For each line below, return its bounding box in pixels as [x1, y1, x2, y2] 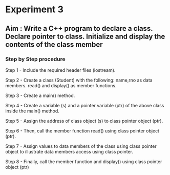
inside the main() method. [5, 108, 60, 114]
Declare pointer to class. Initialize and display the [5, 32, 165, 41]
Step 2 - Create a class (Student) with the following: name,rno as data [5, 77, 153, 83]
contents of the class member [5, 40, 103, 49]
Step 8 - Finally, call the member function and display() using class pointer [5, 158, 162, 165]
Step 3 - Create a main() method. [5, 92, 75, 99]
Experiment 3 [5, 4, 64, 15]
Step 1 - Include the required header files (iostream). [5, 67, 116, 73]
